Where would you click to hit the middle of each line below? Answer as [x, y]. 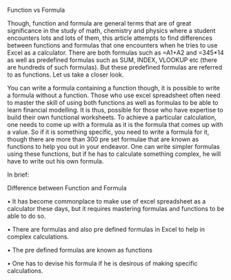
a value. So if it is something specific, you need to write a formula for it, [108, 132]
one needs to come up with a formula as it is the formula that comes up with [115, 124]
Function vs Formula [36, 10]
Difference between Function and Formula [67, 188]
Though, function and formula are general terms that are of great [99, 23]
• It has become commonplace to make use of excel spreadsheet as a [107, 201]
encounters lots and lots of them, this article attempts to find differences [110, 38]
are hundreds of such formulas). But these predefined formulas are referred [115, 67]
